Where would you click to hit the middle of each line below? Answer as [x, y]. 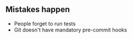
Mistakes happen [38, 10]
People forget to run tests [45, 23]
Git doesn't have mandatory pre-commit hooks [70, 30]
